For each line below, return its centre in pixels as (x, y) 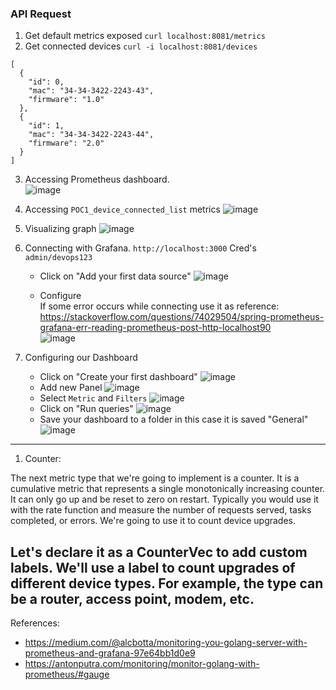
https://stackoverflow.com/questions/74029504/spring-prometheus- (182, 317)
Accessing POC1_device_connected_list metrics (122, 209)
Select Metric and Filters (93, 398)
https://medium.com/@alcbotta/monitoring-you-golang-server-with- (166, 643)
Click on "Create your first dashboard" (118, 377)
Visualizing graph (60, 229)
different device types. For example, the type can (167, 583)
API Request (41, 14)
